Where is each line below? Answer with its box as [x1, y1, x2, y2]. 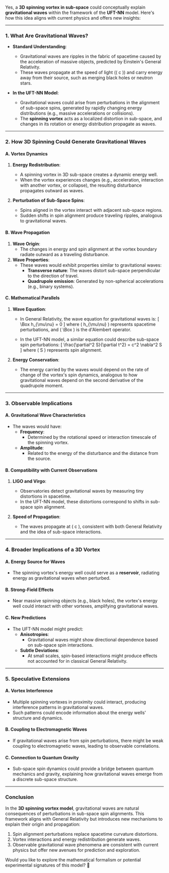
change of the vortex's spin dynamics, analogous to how [20, 372, 138, 378]
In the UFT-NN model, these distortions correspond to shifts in [20, 499, 149, 505]
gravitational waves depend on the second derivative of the [20, 377, 143, 383]
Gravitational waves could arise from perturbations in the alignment [20, 100, 160, 106]
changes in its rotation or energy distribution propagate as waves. [20, 121, 157, 127]
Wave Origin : [12, 241, 40, 247]
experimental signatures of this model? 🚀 [5, 862, 90, 868]
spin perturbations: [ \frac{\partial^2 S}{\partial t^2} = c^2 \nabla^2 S [20, 342, 162, 348]
